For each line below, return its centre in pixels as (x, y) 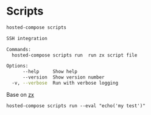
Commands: (19, 49)
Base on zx (20, 94)
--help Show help (50, 72)
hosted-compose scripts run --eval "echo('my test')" (76, 106)
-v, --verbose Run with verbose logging (65, 83)
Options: (17, 66)
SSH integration (27, 38)
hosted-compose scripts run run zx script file (75, 55)
